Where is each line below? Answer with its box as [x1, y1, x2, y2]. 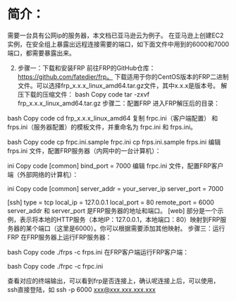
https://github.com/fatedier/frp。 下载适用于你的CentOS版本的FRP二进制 [17, 72, 229, 81]
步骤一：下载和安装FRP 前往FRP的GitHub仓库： [17, 63, 156, 72]
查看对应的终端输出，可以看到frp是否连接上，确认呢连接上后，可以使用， [7, 276, 220, 285]
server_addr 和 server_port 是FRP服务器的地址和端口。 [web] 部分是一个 [7, 206, 218, 215]
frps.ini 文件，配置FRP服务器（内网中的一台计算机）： [7, 146, 161, 155]
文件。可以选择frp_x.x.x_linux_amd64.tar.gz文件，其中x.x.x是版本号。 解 [17, 81, 228, 90]
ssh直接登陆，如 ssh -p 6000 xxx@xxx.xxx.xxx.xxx [7, 285, 156, 293]
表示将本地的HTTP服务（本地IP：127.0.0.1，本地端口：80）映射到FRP [19, 215, 221, 223]
